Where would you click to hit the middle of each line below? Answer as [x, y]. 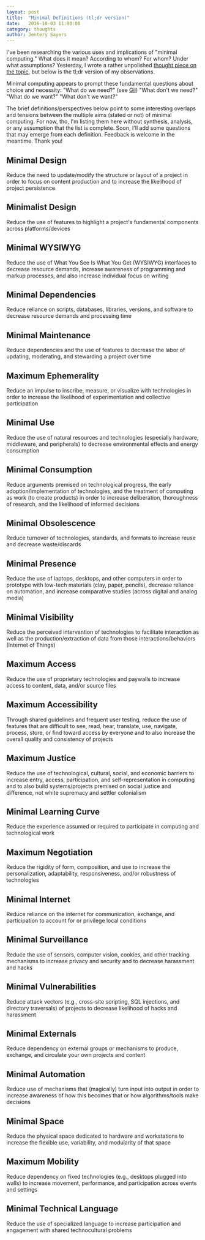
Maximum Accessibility [52, 705]
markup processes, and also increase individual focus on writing [88, 276]
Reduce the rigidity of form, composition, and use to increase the [88, 867]
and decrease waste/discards [44, 544]
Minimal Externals [41, 1033]
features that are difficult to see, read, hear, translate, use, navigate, [92, 726]
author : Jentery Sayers [37, 35]
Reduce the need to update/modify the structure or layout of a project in [97, 175]
